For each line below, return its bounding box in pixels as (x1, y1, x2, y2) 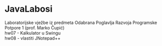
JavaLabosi (4, 3, 53, 15)
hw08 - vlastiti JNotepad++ (4, 35, 61, 41)
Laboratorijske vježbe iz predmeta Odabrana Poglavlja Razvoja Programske (4, 20, 157, 25)
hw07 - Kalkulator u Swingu (4, 30, 61, 36)
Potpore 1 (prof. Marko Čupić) (4, 24, 65, 30)
